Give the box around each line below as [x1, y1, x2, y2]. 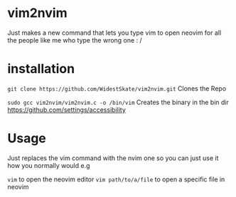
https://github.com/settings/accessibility [7, 105, 126, 114]
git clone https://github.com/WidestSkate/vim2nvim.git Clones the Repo [7, 84, 227, 93]
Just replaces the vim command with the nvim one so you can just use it [7, 154, 219, 162]
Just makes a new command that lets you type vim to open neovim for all [7, 28, 222, 37]
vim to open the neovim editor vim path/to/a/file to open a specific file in [7, 175, 225, 184]
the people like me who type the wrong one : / [7, 35, 142, 44]
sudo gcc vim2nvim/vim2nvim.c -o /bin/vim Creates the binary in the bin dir [7, 98, 229, 106]
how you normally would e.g [7, 161, 90, 169]
